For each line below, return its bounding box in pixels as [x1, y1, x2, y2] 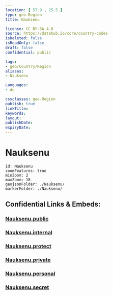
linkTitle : [5, 106, 29, 111]
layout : [5, 115, 22, 120]
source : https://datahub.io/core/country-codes [5, 31, 108, 36]
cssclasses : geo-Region [5, 96, 56, 102]
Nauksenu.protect [5, 243, 52, 250]
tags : [5, 59, 17, 64]
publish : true [5, 101, 36, 106]
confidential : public [5, 50, 51, 55]
